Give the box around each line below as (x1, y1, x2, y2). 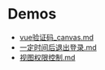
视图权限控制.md (19, 52, 76, 62)
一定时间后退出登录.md (19, 42, 97, 52)
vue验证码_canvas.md (19, 32, 94, 42)
